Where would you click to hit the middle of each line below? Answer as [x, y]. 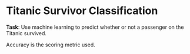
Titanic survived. [26, 33]
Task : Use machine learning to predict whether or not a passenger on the [95, 27]
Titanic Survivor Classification [82, 11]
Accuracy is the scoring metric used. [51, 45]
